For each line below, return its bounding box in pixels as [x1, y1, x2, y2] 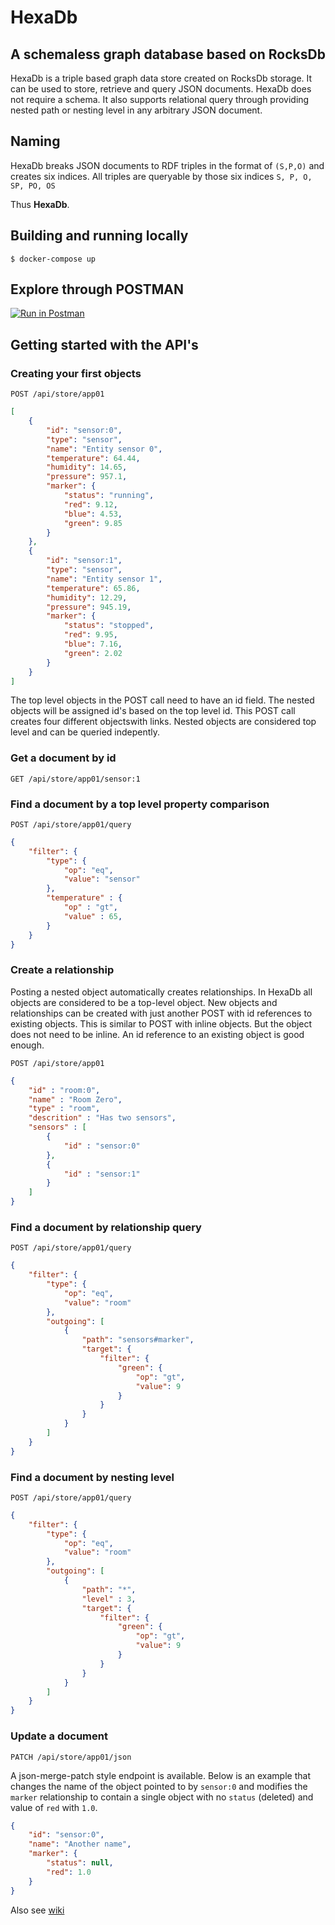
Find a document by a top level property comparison [10, 797, 270, 811]
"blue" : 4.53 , [63, 509, 123, 519]
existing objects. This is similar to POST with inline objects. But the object [10, 1017, 313, 1030]
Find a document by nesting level [10, 1470, 175, 1484]
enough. [10, 1039, 45, 1051]
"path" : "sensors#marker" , [81, 1335, 195, 1345]
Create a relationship [10, 963, 115, 977]
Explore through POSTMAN [10, 281, 185, 298]
